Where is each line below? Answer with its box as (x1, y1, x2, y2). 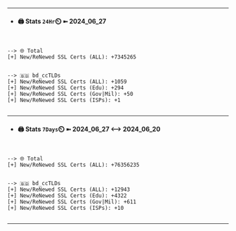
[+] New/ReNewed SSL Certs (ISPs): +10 (7, 205, 124, 212)
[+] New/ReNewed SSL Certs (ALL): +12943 (7, 186, 131, 194)
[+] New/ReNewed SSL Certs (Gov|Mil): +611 (7, 199, 137, 206)
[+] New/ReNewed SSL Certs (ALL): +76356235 (7, 161, 140, 169)
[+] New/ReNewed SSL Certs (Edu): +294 (7, 85, 124, 92)
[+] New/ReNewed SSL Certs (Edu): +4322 (7, 192, 128, 199)
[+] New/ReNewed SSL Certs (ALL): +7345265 (7, 54, 137, 61)
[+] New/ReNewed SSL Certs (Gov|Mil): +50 (7, 91, 133, 98)
